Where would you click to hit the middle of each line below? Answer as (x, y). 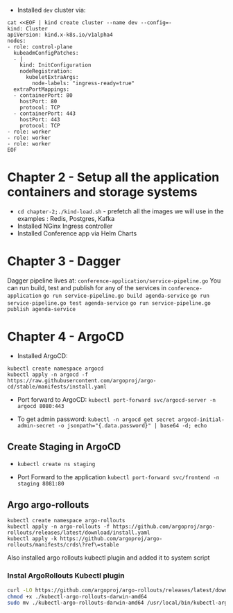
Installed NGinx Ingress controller (65, 226)
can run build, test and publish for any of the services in (87, 287)
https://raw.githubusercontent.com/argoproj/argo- (82, 380)
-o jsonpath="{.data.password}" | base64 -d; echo (132, 425)
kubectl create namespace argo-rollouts (67, 521)
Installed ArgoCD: (42, 355)
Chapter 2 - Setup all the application (113, 178)
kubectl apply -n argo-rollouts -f (59, 527)
